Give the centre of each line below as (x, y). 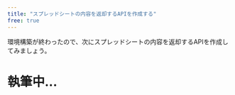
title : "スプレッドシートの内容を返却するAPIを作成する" (82, 14)
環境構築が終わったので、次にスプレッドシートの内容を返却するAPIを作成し (118, 41)
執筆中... (33, 82)
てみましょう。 (29, 50)
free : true (23, 21)
